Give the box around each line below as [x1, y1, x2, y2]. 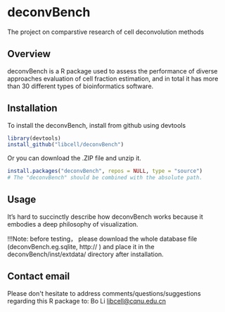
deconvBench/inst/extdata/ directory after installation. [7, 250, 164, 258]
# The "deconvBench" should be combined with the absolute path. [7, 174, 202, 181]
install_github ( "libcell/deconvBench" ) [7, 141, 124, 148]
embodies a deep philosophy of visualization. [7, 220, 139, 228]
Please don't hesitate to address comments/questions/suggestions [7, 289, 202, 297]
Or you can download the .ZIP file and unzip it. [7, 154, 142, 162]
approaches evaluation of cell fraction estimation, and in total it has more [7, 74, 219, 83]
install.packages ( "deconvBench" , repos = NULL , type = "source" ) [7, 167, 202, 175]
